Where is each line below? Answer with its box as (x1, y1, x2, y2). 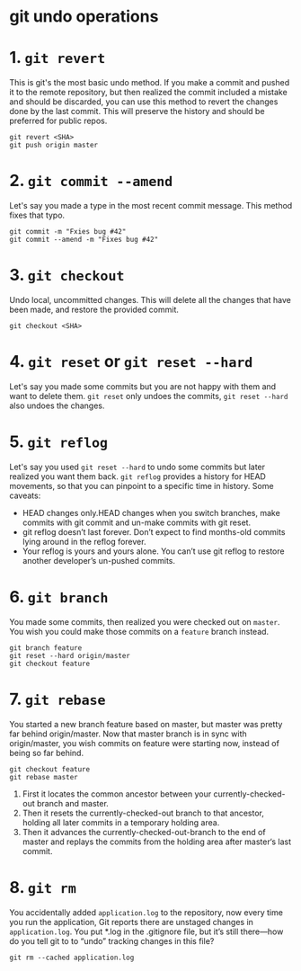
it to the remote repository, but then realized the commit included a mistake (9, 87, 288, 98)
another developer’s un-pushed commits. (22, 555, 176, 566)
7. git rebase (9, 690, 106, 709)
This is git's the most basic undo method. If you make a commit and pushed (9, 77, 290, 88)
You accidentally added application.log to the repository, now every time (9, 906, 283, 918)
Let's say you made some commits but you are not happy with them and (9, 380, 277, 392)
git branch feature (9, 643, 83, 653)
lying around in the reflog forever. (22, 536, 146, 547)
